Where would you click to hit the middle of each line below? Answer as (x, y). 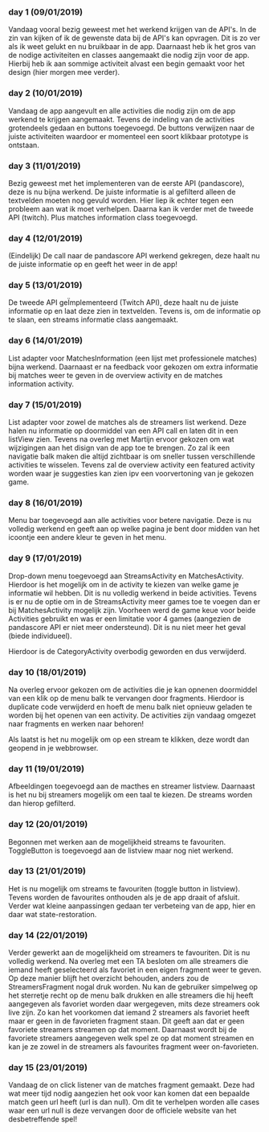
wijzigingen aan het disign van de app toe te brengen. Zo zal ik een (119, 448)
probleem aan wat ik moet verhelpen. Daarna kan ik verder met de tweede (131, 208)
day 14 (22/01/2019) (48, 935)
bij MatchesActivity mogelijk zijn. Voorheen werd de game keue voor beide (132, 610)
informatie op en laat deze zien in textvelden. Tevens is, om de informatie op (134, 311)
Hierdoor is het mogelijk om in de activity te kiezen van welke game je (124, 584)
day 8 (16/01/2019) (45, 503)
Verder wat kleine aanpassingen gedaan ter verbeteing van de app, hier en (132, 906)
